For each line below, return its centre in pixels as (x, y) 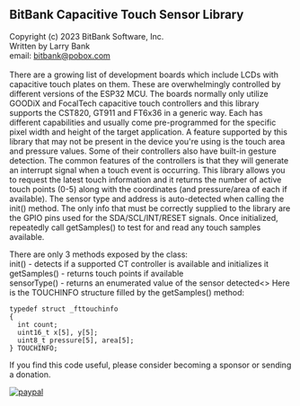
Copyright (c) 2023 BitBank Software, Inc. (87, 36)
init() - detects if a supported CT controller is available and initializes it (139, 263)
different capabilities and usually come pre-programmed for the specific (143, 122)
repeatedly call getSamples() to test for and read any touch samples (135, 227)
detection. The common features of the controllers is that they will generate (149, 160)
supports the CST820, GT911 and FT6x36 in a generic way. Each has (136, 112)
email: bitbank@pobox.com (60, 55)
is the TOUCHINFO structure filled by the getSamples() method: (127, 292)
